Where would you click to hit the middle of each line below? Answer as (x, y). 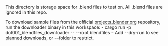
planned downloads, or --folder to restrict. (50, 38)
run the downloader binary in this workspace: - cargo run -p (68, 27)
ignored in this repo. (26, 12)
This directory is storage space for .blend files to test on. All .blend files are (84, 7)
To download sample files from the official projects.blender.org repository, (83, 22)
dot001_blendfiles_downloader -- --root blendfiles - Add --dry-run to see (82, 33)
